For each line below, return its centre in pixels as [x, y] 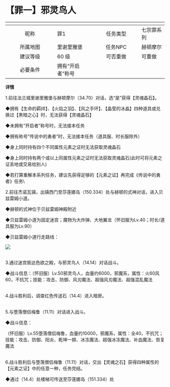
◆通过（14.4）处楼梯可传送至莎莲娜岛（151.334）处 [60, 379]
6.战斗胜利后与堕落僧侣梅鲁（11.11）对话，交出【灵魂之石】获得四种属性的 [82, 362]
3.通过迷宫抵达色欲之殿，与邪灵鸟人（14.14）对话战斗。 [63, 262]
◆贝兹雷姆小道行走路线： [32, 237]
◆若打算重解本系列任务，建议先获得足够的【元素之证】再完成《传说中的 [81, 175]
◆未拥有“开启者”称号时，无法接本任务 [45, 125]
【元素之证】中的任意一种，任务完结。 [45, 368]
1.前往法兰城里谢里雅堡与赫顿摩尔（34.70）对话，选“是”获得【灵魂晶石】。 [82, 98]
